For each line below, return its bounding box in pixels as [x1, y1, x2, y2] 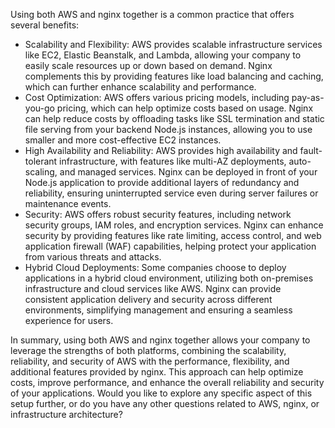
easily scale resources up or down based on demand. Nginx [24, 60, 273, 71]
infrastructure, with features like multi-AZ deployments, [59, 155, 287, 167]
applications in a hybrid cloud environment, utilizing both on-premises [24, 272, 314, 284]
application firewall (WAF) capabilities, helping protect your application [24, 240, 317, 252]
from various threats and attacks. [24, 251, 162, 263]
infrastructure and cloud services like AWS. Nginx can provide [24, 283, 282, 294]
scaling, [24, 166, 58, 178]
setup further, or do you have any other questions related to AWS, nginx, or [10, 398, 320, 409]
